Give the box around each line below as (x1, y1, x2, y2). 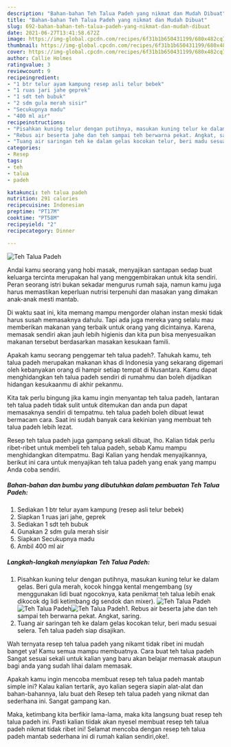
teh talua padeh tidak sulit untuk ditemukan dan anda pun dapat (7, 401, 188, 409)
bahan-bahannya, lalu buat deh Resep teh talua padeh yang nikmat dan (7, 690, 210, 698)
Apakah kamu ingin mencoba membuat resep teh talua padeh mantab (7, 675, 205, 684)
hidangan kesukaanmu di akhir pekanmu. (7, 380, 124, 388)
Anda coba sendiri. (7, 465, 60, 474)
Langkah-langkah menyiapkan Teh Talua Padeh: (7, 558, 150, 567)
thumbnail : (7, 42, 38, 49)
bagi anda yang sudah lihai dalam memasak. (7, 662, 133, 670)
